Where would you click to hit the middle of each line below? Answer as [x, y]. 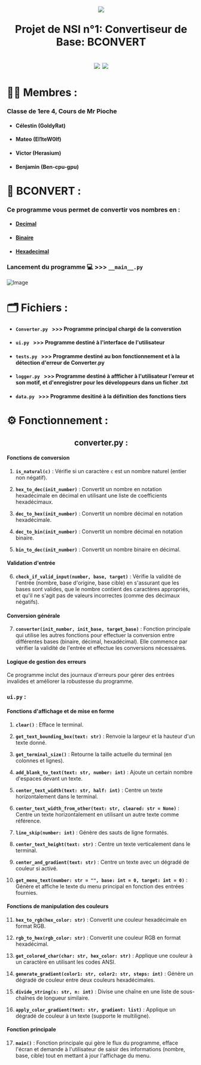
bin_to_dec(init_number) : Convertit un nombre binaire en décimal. [98, 549]
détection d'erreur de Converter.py [60, 362]
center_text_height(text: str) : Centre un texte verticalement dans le [103, 844]
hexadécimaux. [34, 502]
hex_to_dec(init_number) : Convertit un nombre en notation [89, 489]
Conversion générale [33, 615]
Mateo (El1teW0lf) [38, 139]
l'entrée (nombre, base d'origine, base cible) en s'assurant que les [97, 583]
